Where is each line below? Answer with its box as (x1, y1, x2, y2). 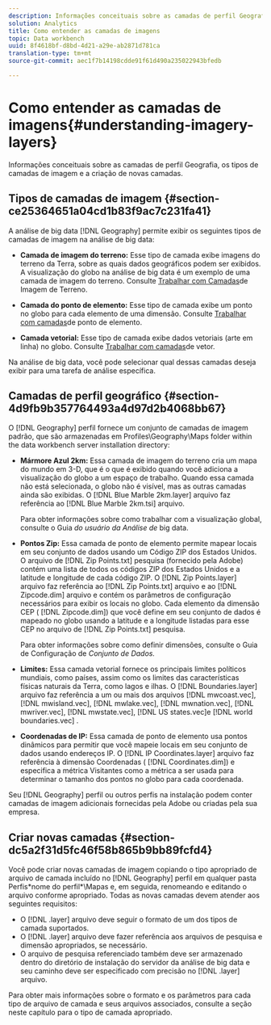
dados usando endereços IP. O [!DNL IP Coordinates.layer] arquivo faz (19, 749, 255, 758)
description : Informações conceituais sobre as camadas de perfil (8, 11, 236, 20)
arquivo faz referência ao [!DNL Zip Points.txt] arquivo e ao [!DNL (19, 582, 237, 591)
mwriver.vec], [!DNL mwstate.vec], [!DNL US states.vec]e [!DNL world (19, 708, 253, 717)
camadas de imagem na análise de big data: (8, 234, 155, 244)
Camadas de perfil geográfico (8, 389, 162, 403)
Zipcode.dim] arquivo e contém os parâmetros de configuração (19, 590, 231, 600)
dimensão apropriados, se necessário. (19, 940, 148, 950)
